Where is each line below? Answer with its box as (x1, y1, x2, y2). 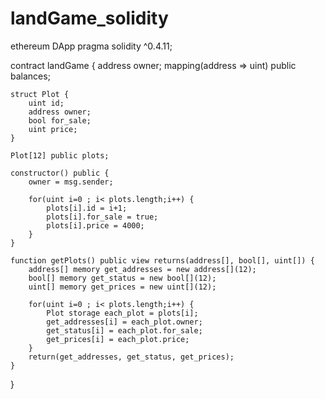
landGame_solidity (10, 7, 169, 30)
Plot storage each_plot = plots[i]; (46, 308, 199, 318)
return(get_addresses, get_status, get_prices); (28, 352, 235, 362)
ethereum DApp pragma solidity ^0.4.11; (10, 40, 173, 52)
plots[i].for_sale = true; (46, 212, 159, 222)
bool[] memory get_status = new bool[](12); (28, 273, 217, 283)
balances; (10, 70, 51, 82)
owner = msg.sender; (28, 177, 114, 187)
